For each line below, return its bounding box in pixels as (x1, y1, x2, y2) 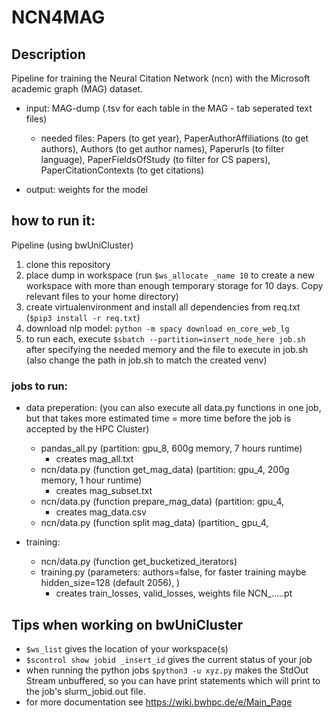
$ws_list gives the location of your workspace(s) (25, 642, 229, 655)
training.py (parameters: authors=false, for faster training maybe (40, 566, 307, 578)
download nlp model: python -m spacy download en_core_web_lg (25, 322, 290, 334)
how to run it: (11, 212, 96, 230)
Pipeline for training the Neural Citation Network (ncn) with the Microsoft (11, 72, 311, 84)
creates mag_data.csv (55, 506, 147, 518)
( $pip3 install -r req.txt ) (25, 311, 141, 323)
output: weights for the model (25, 184, 148, 195)
